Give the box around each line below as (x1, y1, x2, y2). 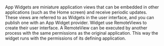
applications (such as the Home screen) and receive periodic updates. (5, 9, 147, 15)
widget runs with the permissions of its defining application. (5, 35, 126, 41)
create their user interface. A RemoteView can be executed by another (5, 25, 148, 31)
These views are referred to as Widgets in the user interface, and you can (5, 15, 154, 20)
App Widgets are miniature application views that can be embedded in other (5, 4, 159, 10)
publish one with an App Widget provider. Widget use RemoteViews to (5, 20, 147, 25)
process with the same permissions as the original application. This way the (5, 30, 159, 36)
